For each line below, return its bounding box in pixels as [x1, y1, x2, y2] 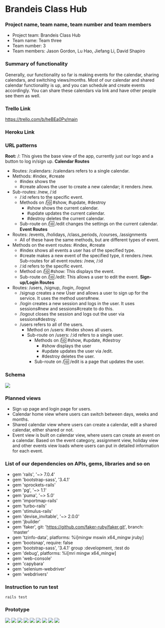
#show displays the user [41, 343, 92, 349]
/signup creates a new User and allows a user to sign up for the [19, 290, 149, 296]
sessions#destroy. [19, 316, 57, 322]
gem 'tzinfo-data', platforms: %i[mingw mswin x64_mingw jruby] [12, 535, 144, 540]
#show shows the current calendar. [27, 205, 99, 211]
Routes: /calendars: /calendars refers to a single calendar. [12, 168, 130, 174]
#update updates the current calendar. [27, 210, 105, 216]
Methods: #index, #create [12, 173, 65, 179]
